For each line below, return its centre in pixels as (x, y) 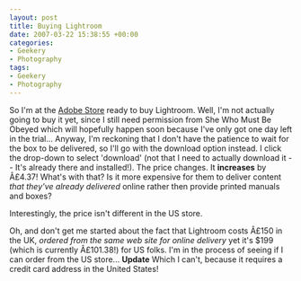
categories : (31, 43)
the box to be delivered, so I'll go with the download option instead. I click (146, 148)
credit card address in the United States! (84, 268)
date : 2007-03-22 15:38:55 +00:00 (74, 34)
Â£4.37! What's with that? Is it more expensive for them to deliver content (145, 177)
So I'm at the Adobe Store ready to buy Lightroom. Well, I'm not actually (142, 110)
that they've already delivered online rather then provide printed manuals (145, 186)
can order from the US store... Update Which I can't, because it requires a (146, 259)
